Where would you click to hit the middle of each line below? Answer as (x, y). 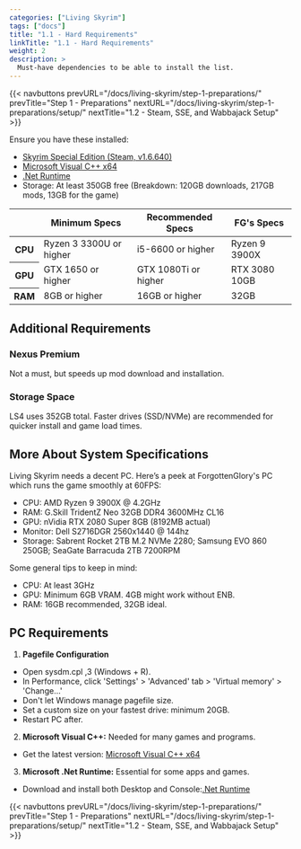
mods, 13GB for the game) (70, 195)
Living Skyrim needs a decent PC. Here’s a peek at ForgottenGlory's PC (141, 476)
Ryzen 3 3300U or (83, 243)
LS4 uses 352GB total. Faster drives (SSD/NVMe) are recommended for (142, 416)
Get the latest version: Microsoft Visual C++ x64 (111, 754)
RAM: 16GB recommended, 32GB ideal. (95, 605)
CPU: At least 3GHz (58, 586)
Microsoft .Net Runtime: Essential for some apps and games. (136, 771)
